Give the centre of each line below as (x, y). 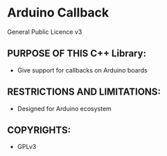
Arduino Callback (58, 13)
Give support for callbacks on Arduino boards (82, 70)
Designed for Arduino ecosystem (64, 108)
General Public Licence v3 (45, 32)
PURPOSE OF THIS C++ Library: (77, 53)
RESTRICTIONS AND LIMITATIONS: (84, 92)
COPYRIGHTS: (39, 130)
